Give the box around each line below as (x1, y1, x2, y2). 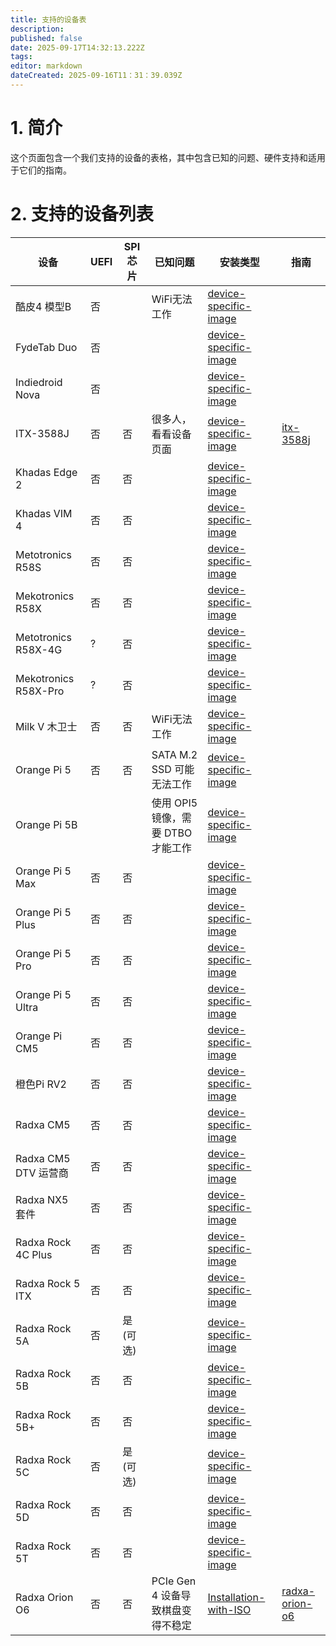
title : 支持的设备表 (10, 14, 87, 25)
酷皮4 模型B (15, 299, 72, 313)
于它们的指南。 (10, 164, 72, 176)
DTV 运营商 (15, 1166, 69, 1180)
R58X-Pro (15, 684, 65, 698)
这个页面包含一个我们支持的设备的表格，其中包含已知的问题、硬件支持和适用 (10, 151, 326, 163)
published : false (10, 33, 83, 43)
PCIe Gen (151, 1574, 197, 1588)
